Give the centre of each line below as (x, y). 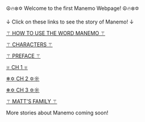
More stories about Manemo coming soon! (57, 113)
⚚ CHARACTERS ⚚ (30, 45)
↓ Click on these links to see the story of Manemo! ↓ (70, 22)
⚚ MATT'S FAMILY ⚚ (32, 101)
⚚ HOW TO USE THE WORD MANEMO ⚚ (56, 33)
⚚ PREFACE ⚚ (23, 56)
